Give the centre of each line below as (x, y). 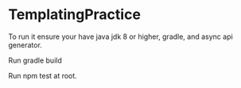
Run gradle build (35, 60)
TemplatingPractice (75, 15)
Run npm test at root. (43, 75)
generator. (25, 44)
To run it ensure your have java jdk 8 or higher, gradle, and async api (120, 36)
